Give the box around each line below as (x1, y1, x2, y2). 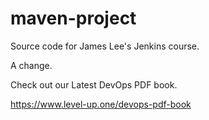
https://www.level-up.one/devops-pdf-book (10, 98, 192, 110)
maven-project (10, 7, 137, 30)
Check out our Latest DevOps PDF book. (10, 78, 178, 91)
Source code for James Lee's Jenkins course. (10, 40, 200, 52)
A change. (10, 59, 53, 71)
